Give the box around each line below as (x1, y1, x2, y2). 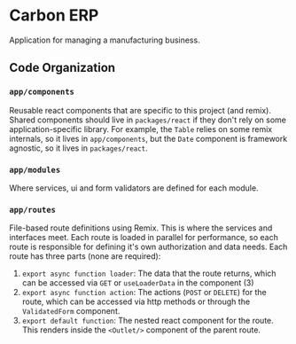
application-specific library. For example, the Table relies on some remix (9, 123, 273, 134)
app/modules (9, 165, 61, 175)
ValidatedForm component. (21, 306, 121, 317)
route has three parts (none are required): (9, 251, 161, 262)
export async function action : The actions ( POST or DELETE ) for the (21, 287, 268, 298)
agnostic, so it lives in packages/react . (9, 143, 148, 153)
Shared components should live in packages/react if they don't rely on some (9, 114, 286, 125)
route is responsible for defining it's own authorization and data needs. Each (9, 241, 288, 253)
